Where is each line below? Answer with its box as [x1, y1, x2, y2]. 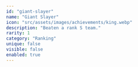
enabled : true [6, 52, 41, 58]
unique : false [6, 41, 41, 47]
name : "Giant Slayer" [6, 14, 59, 20]
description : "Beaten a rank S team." [6, 24, 101, 31]
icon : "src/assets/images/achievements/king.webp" [6, 19, 133, 25]
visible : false [6, 47, 43, 52]
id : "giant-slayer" [6, 8, 54, 15]
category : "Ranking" [6, 36, 57, 41]
